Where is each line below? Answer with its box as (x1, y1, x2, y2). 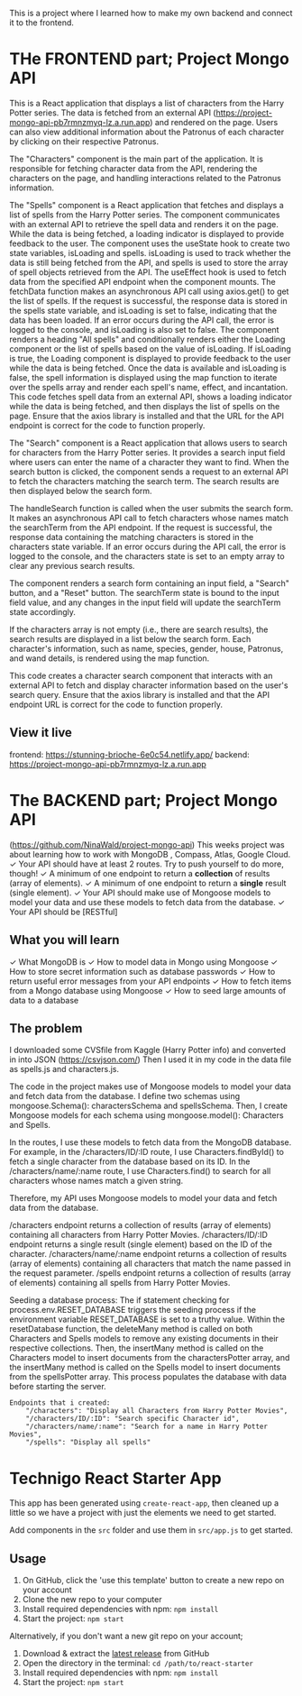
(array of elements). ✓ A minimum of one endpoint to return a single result (9, 877, 287, 888)
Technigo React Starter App (9, 1468, 223, 1489)
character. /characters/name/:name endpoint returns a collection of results (9, 1249, 287, 1260)
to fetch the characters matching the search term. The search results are (9, 475, 279, 486)
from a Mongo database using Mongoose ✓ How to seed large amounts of (9, 985, 287, 995)
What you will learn (9, 932, 120, 948)
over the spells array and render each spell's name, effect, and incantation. (9, 381, 288, 392)
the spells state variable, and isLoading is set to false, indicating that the (9, 305, 278, 316)
